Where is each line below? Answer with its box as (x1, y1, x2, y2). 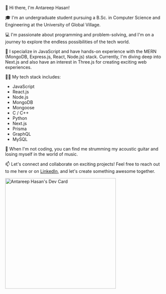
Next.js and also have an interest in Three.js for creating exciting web (5, 59, 147, 65)
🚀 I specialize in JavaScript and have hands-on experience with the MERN (5, 49, 157, 54)
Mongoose (12, 105, 35, 110)
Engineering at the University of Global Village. (5, 22, 101, 27)
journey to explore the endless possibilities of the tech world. (5, 39, 130, 45)
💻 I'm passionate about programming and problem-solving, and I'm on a (5, 32, 154, 37)
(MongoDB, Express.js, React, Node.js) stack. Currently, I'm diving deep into (5, 54, 162, 60)
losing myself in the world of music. (5, 151, 78, 157)
